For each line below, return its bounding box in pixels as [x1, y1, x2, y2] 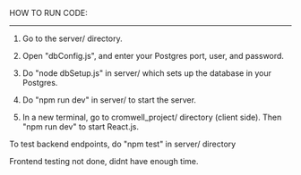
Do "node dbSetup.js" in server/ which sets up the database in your [21, 68, 271, 79]
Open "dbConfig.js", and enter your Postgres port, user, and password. [21, 51, 285, 61]
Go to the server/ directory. [21, 33, 123, 44]
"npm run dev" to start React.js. [21, 121, 139, 132]
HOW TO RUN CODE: [9, 8, 88, 18]
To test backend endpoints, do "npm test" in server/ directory [9, 138, 236, 149]
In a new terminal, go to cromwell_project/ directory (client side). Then [21, 112, 282, 122]
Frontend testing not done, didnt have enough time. [9, 156, 199, 166]
